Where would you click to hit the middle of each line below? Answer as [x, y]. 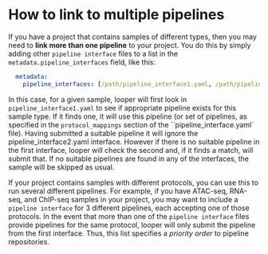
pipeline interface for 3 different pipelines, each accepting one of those [129, 208]
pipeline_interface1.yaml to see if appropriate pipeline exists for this [122, 107]
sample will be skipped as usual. [61, 167]
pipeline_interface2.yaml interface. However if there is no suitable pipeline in [134, 142]
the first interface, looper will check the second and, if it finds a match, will [131, 150]
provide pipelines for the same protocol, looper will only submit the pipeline [132, 225]
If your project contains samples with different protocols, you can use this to [134, 182]
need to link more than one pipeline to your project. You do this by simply [130, 45]
